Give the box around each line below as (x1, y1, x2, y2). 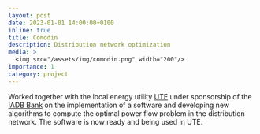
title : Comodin (8, 33, 58, 42)
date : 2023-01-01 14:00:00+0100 (8, 19, 114, 27)
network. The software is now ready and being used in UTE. (8, 117, 203, 126)
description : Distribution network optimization (8, 41, 171, 49)
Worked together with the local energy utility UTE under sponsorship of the (8, 91, 252, 101)
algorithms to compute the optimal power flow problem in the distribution (8, 108, 246, 118)
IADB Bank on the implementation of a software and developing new (8, 100, 230, 110)
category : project (8, 70, 69, 78)
